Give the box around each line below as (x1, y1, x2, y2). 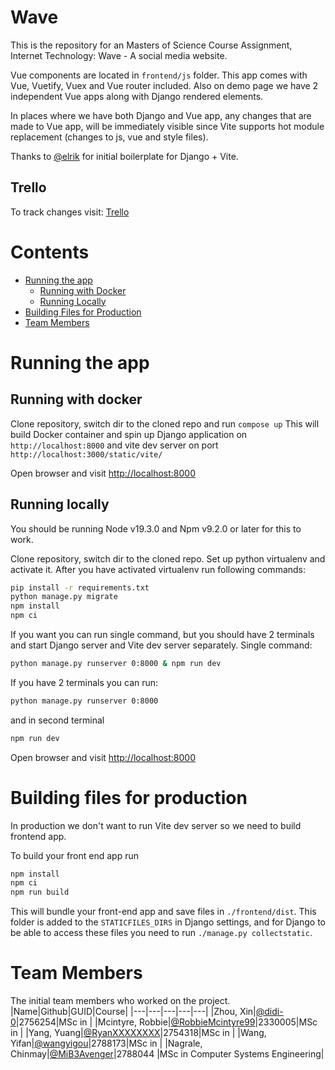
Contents (10, 241, 90, 263)
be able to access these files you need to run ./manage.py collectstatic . (10, 927, 313, 939)
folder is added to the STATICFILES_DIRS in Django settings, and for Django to (10, 916, 326, 928)
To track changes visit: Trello (10, 206, 130, 218)
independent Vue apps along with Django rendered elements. (10, 90, 264, 102)
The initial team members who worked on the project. (10, 995, 231, 1007)
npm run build (10, 887, 70, 898)
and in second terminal (10, 714, 105, 726)
